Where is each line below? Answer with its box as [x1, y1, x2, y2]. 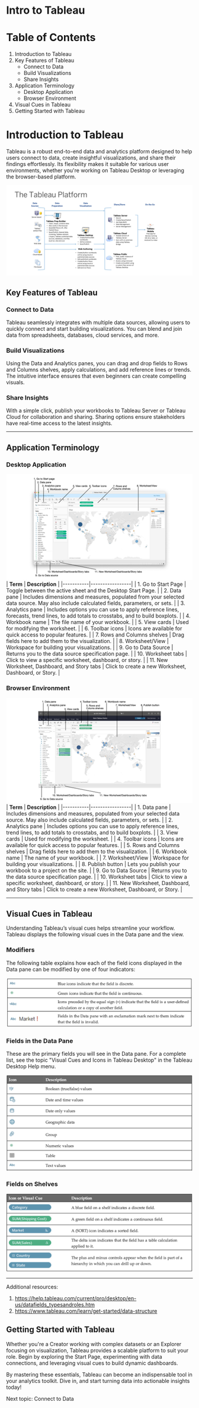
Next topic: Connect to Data [6, 1395, 74, 1402]
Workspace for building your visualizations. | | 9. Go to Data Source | [6, 644, 174, 651]
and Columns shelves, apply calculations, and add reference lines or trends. [6, 366, 191, 374]
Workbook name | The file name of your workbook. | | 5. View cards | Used [6, 618, 189, 625]
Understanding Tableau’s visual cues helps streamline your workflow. [6, 924, 175, 932]
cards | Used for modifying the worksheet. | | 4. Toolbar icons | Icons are [6, 835, 184, 842]
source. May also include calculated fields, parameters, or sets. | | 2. [6, 816, 174, 824]
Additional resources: [6, 1283, 58, 1291]
